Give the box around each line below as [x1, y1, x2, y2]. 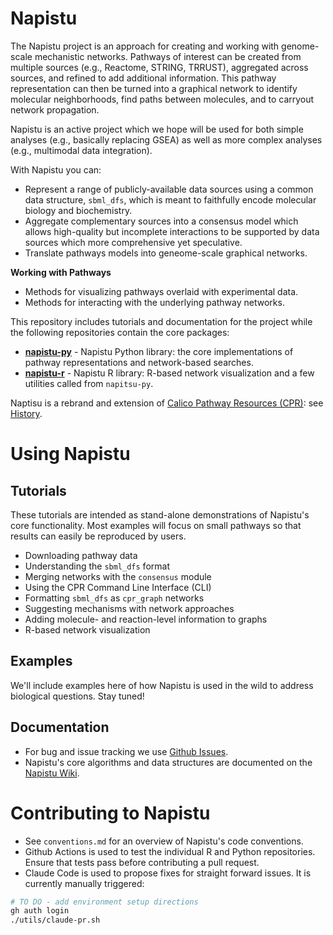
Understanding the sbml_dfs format [24, 560, 170, 572]
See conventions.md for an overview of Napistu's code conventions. [24, 835, 304, 847]
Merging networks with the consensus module [24, 570, 212, 582]
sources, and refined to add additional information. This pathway [10, 72, 277, 84]
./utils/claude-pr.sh [10, 915, 101, 926]
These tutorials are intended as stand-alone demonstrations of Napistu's [10, 508, 310, 521]
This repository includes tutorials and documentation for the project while [10, 315, 313, 327]
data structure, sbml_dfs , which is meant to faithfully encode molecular [24, 193, 317, 206]
